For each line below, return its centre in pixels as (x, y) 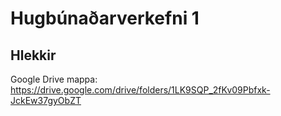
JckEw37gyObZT (46, 100)
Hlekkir (33, 55)
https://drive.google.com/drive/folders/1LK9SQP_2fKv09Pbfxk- (140, 90)
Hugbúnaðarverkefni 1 (105, 18)
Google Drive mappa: (54, 79)
